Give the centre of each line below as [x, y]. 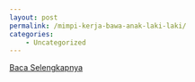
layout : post [34, 17]
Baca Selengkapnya [46, 68]
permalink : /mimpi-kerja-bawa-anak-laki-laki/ [98, 26]
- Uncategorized [56, 42]
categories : [31, 34]
